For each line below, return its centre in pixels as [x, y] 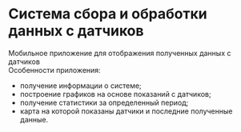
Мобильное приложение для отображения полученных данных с [120, 53]
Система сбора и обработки [108, 14]
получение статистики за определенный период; [104, 102]
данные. [34, 119]
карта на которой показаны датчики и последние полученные [126, 111]
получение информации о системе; [80, 86]
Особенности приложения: [55, 70]
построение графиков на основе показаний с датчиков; [115, 94]
